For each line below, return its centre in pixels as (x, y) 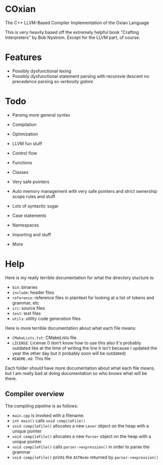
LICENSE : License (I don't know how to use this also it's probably (77, 342)
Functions (22, 162)
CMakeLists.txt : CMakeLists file (44, 338)
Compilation (24, 124)
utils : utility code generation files (46, 318)
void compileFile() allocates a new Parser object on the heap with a (81, 436)
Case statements (29, 216)
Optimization (25, 134)
